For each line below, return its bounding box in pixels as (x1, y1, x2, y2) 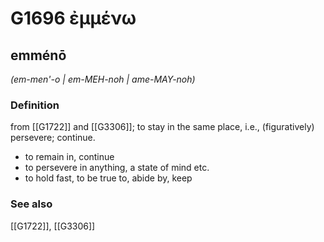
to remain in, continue (24, 151, 115, 163)
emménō (10, 47, 67, 64)
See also (10, 197, 53, 211)
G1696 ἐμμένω (10, 7, 137, 30)
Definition (10, 98, 60, 112)
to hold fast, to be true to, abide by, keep (24, 172, 193, 184)
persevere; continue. (10, 132, 96, 144)
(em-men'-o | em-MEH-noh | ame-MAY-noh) (10, 73, 196, 85)
